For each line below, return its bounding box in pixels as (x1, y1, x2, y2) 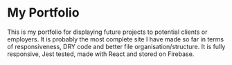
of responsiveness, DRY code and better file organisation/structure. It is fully (7, 42, 226, 50)
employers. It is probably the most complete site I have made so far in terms (7, 35, 224, 43)
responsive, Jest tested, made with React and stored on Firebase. (7, 50, 195, 58)
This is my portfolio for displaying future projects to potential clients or (7, 28, 208, 36)
